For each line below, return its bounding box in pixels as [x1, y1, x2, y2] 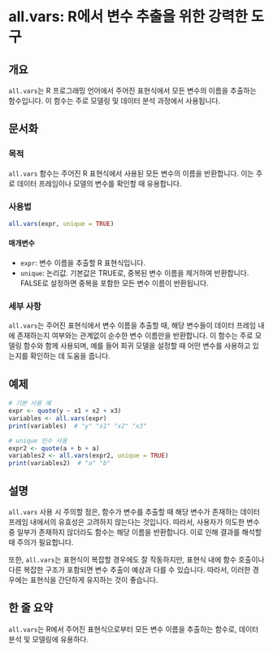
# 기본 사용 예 [8, 399, 51, 407]
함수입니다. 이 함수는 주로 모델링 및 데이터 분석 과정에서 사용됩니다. [8, 96, 221, 106]
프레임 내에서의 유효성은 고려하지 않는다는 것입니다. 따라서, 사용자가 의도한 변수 [8, 517, 260, 527]
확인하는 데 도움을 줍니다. [29, 351, 111, 361]
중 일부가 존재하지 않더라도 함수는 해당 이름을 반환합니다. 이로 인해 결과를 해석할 [8, 527, 262, 537]
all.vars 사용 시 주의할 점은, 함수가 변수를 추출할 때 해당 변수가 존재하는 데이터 [8, 506, 260, 516]
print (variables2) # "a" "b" [8, 459, 111, 467]
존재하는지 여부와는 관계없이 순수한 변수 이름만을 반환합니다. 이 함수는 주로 [16, 331, 253, 341]
